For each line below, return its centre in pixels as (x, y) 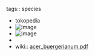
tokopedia (28, 20)
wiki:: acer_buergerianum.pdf (52, 46)
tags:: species (24, 9)
